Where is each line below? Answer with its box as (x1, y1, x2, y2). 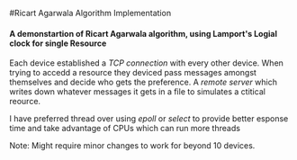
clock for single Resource (9, 38, 107, 49)
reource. (9, 96, 41, 107)
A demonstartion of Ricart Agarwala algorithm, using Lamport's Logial (9, 28, 277, 39)
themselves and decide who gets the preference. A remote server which (9, 76, 277, 88)
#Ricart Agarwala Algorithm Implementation (9, 8, 172, 18)
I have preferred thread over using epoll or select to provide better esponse (9, 113, 289, 124)
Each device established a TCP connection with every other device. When (9, 58, 283, 68)
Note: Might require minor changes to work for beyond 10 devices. (9, 140, 256, 151)
